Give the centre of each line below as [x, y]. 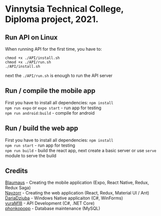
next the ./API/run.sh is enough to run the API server [59, 76]
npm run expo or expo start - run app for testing [53, 108]
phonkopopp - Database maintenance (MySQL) [53, 209]
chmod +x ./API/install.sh [32, 58]
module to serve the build [31, 156]
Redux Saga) [18, 188]
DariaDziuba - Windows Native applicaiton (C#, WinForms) [64, 198]
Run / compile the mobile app [50, 91]
